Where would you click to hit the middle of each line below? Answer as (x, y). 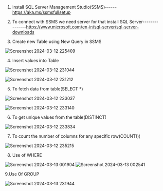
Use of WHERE (27, 155)
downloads (23, 32)
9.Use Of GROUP (22, 174)
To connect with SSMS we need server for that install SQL (70, 22)
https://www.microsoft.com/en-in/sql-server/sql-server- (82, 27)
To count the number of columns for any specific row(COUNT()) (76, 136)
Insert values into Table (36, 60)
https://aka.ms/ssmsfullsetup (41, 12)
